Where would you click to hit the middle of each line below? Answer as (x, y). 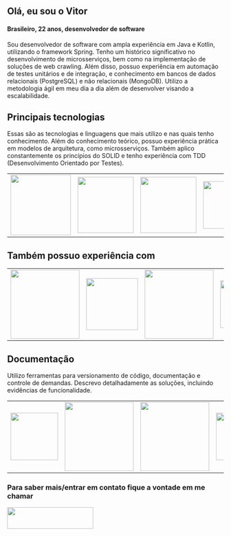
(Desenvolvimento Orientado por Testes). (66, 163)
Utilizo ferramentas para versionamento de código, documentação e (104, 376)
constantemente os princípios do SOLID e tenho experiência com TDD (107, 156)
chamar (20, 496)
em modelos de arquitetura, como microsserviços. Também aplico (101, 148)
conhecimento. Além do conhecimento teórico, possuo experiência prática (113, 141)
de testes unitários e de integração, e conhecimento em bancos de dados (112, 73)
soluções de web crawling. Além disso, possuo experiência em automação (113, 66)
